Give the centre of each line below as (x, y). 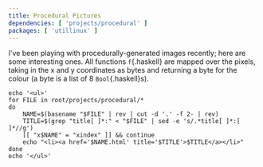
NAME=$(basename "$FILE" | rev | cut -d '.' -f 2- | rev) (121, 114)
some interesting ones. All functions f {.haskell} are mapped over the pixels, (132, 62)
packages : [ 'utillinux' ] (53, 30)
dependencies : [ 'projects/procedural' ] (78, 23)
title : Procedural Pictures (55, 16)
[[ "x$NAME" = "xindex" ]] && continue (89, 135)
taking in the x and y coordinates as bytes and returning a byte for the (123, 70)
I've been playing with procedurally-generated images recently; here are (127, 54)
